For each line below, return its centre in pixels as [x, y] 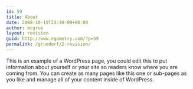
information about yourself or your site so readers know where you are [92, 67]
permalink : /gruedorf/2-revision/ [49, 44]
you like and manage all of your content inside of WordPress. [80, 79]
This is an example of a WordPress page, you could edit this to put [87, 61]
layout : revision [27, 33]
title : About [22, 17]
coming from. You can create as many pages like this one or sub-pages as [97, 73]
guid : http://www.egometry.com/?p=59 [53, 39]
